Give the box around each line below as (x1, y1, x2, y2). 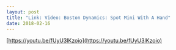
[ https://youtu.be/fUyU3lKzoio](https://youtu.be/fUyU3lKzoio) (6, 37, 163, 45)
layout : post (6, 9, 40, 15)
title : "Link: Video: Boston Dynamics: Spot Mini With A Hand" (6, 15, 171, 21)
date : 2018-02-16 (6, 20, 51, 26)
